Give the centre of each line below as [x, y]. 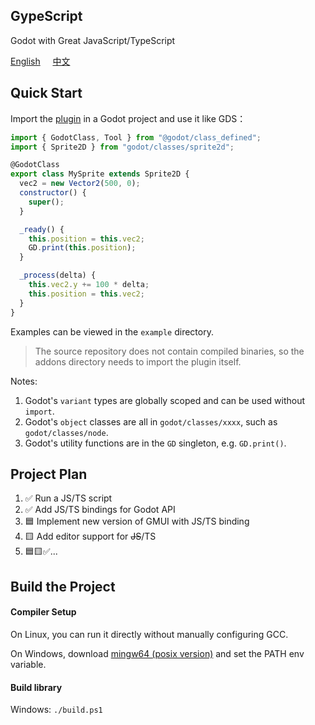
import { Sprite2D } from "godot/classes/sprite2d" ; [122, 147]
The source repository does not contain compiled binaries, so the [169, 351]
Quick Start [46, 93]
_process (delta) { [58, 275]
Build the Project [63, 586]
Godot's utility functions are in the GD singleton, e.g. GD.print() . [155, 443]
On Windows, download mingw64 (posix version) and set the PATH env [157, 653]
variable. [28, 664]
